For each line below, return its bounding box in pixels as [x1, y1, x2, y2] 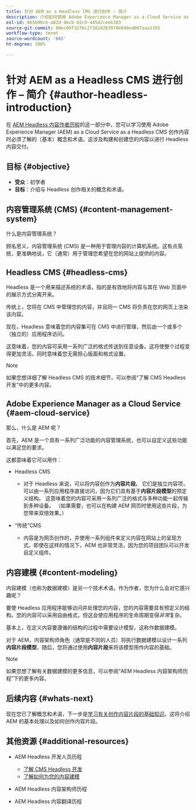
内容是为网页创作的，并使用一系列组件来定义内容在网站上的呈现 [23, 534, 177, 542]
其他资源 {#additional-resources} [6, 736, 129, 747]
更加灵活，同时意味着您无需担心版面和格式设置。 [10, 350, 129, 357]
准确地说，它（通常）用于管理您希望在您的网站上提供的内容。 [21, 250, 170, 257]
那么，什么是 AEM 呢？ [6, 424, 61, 431]
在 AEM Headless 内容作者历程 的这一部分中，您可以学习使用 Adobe [6, 121, 169, 128]
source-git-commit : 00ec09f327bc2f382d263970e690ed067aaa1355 [6, 25, 160, 31]
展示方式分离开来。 [10, 291, 57, 298]
